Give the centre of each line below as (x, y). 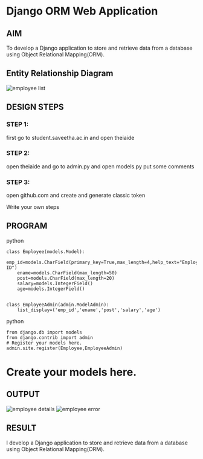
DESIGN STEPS (35, 107)
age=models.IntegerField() (51, 289)
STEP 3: (18, 182)
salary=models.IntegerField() (55, 283)
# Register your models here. (44, 343)
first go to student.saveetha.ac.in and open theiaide (70, 137)
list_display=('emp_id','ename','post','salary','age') (89, 310)
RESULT (21, 428)
